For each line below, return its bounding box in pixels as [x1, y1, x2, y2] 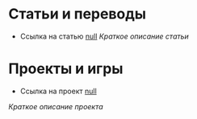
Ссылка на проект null [19, 86, 97, 96]
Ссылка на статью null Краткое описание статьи [19, 31, 190, 41]
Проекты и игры [8, 59, 124, 78]
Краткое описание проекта [8, 101, 103, 111]
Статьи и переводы [8, 5, 147, 23]
